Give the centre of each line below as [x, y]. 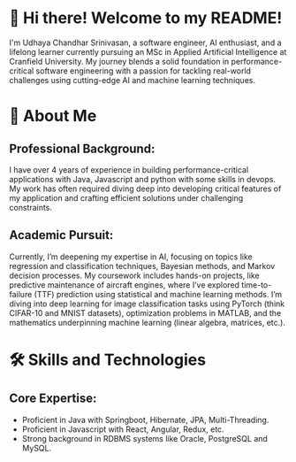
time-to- [257, 285]
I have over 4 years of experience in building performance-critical [129, 169]
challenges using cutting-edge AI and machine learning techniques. [133, 80]
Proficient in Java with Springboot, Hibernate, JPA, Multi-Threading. [145, 420]
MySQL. [37, 448]
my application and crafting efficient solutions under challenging [126, 197]
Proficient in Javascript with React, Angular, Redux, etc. [123, 429]
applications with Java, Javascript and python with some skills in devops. [143, 179]
